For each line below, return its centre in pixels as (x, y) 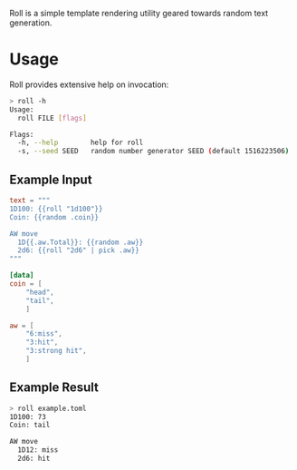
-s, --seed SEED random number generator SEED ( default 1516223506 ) (153, 152)
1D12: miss (38, 450)
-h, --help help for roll (81, 143)
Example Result (54, 388)
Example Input (51, 179)
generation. (31, 23)
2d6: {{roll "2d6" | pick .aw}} (79, 250)
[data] (22, 276)
